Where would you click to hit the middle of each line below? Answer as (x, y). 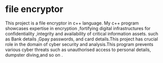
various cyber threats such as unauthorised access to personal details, (78, 49)
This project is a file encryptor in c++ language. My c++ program (72, 23)
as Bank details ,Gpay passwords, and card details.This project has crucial (82, 39)
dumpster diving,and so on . (34, 55)
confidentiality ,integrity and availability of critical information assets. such (82, 33)
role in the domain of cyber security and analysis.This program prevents (79, 44)
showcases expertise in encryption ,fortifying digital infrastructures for (78, 28)
